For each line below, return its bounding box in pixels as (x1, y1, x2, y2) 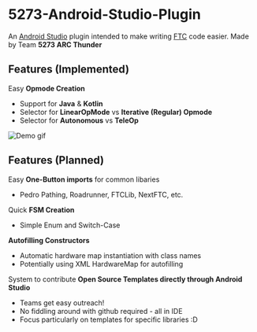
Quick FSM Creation (8, 205, 75, 214)
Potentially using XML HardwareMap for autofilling (19, 259, 184, 268)
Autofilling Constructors (8, 235, 90, 245)
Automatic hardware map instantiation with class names (19, 250, 202, 260)
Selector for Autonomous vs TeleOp (19, 116, 140, 125)
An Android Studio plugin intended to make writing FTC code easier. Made (8, 31, 250, 41)
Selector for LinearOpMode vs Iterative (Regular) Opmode (19, 107, 213, 116)
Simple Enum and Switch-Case (19, 220, 121, 230)
